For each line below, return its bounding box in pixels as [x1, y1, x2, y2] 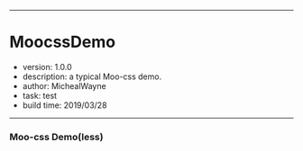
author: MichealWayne [22, 80, 106, 91]
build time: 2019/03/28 [22, 100, 107, 111]
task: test [22, 90, 57, 101]
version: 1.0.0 [22, 61, 72, 72]
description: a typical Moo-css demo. [22, 71, 162, 82]
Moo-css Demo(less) [9, 130, 104, 143]
